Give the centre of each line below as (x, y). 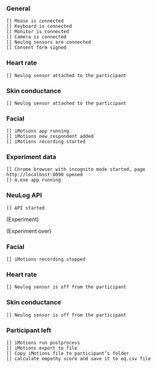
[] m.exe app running (34, 180)
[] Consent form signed (37, 48)
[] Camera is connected (37, 37)
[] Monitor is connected (38, 32)
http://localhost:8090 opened (45, 175)
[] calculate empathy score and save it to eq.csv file (78, 359)
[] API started (26, 208)
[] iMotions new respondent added (50, 137)
